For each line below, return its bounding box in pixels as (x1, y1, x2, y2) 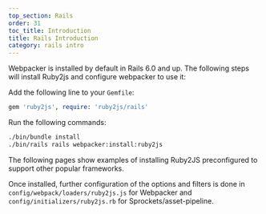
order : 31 (8, 19, 42, 27)
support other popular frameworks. (8, 164, 124, 173)
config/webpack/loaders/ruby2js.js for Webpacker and (8, 188, 192, 197)
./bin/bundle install (8, 133, 81, 141)
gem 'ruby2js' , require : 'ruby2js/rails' (8, 103, 149, 111)
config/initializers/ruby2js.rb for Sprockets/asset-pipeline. (8, 196, 214, 205)
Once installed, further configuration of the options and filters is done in (8, 179, 246, 188)
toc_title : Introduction (8, 26, 91, 34)
